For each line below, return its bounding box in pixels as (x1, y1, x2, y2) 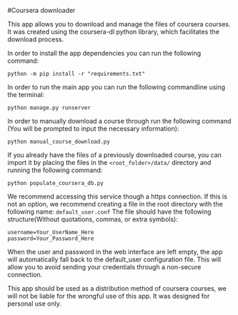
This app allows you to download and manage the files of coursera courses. (7, 20, 231, 28)
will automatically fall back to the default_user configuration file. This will (7, 255, 222, 264)
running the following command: (7, 166, 103, 174)
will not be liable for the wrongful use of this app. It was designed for (7, 292, 210, 300)
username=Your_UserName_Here (7, 229, 94, 236)
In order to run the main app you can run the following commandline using (7, 83, 226, 91)
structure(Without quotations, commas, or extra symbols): (7, 215, 179, 224)
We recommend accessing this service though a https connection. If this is (7, 192, 227, 201)
